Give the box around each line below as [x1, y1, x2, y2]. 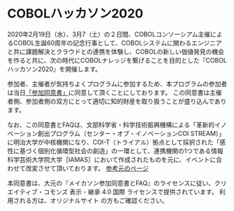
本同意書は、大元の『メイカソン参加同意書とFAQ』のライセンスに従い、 [7, 178, 215, 187]
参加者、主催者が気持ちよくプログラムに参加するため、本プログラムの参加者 [7, 79, 228, 88]
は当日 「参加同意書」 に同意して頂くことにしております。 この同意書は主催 [7, 88, 222, 97]
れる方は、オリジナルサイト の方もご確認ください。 [19, 196, 168, 205]
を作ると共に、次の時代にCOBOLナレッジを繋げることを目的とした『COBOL [7, 56, 228, 64]
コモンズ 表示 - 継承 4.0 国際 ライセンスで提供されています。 [43, 187, 218, 196]
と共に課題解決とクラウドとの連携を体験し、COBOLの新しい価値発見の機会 [7, 47, 225, 56]
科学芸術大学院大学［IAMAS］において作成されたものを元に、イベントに [7, 155, 217, 164]
